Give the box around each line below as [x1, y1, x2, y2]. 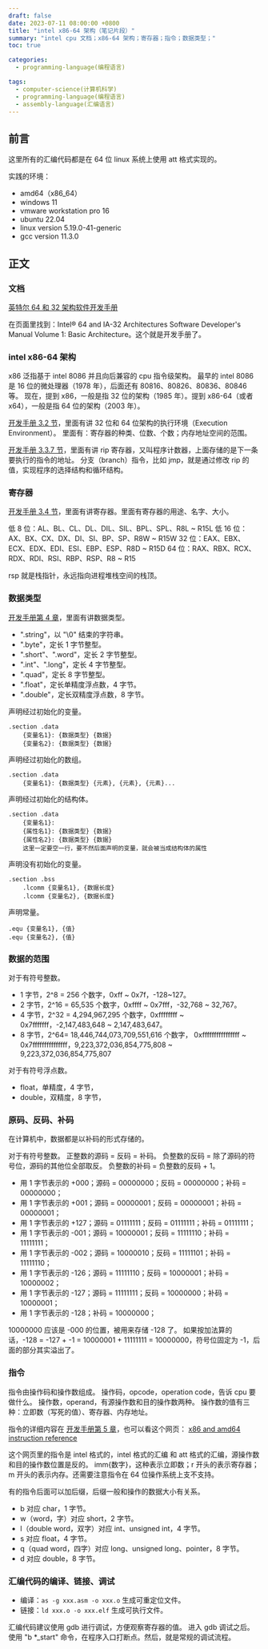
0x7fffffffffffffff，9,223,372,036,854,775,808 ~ [19, 1040, 174, 1049]
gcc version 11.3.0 [19, 231, 79, 241]
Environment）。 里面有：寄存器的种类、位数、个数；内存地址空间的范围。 [8, 428, 252, 438]
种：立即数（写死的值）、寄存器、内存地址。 [8, 1406, 152, 1417]
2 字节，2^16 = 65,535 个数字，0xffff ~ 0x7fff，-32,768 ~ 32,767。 [19, 1000, 242, 1009]
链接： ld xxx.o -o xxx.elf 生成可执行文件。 [19, 1605, 168, 1615]
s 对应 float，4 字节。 [19, 1534, 92, 1543]
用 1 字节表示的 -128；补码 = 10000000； [19, 1308, 157, 1318]
